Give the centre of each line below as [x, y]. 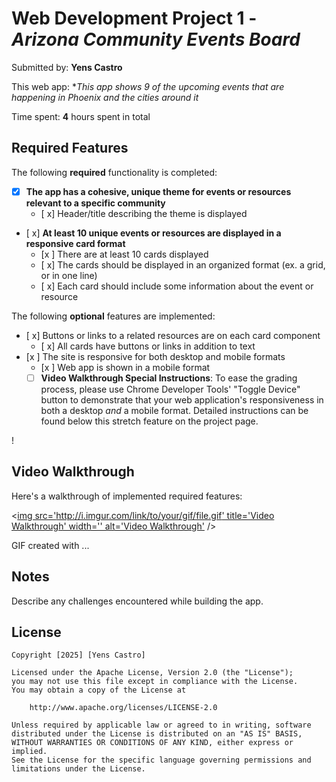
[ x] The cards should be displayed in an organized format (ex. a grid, [183, 264]
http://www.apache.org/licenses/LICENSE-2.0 [123, 708]
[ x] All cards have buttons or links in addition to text [148, 346]
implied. [29, 752]
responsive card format [75, 243]
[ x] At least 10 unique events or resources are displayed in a [153, 233]
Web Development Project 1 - [134, 18]
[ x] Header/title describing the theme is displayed [144, 213]
